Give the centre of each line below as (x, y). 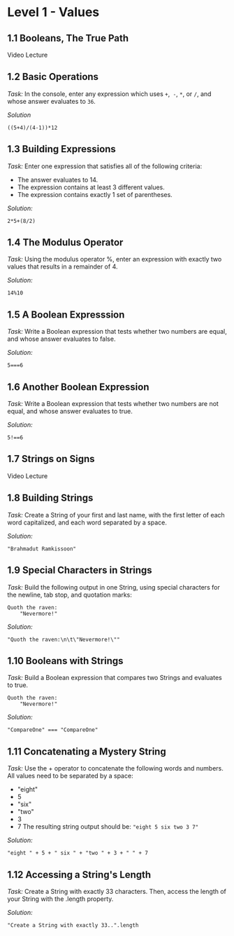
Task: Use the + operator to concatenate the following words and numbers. (115, 768)
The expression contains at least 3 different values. (91, 187)
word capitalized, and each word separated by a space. (87, 522)
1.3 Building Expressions (62, 149)
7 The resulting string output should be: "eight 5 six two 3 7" (108, 827)
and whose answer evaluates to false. (61, 339)
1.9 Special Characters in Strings (80, 570)
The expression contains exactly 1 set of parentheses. (95, 194)
